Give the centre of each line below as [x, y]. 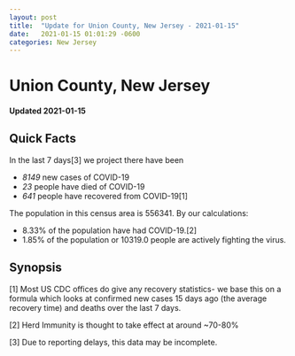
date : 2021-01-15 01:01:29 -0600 [75, 34]
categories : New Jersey [53, 42]
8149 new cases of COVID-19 [76, 177]
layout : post [33, 17]
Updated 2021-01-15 [47, 111]
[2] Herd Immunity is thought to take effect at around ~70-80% [124, 325]
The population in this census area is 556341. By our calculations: [129, 213]
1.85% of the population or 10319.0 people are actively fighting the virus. [154, 239]
